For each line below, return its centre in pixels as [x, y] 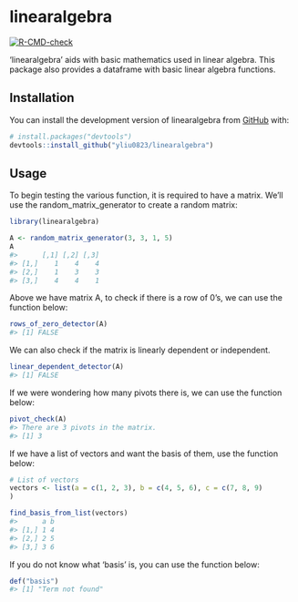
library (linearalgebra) [55, 222]
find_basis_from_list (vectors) [69, 513]
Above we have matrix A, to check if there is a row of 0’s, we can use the [146, 298]
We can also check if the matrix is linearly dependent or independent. [140, 350]
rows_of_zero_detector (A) [58, 324]
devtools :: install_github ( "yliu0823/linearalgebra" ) [112, 145]
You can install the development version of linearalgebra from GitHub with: [149, 119]
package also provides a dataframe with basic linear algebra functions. [143, 69]
